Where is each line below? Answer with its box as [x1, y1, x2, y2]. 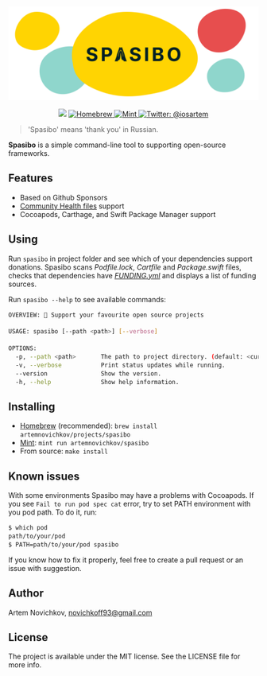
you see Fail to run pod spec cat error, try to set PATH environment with [8, 499, 251, 509]
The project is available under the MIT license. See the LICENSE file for [8, 651, 241, 662]
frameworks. [8, 149, 50, 157]
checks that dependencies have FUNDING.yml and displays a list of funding [8, 270, 257, 280]
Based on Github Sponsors [19, 192, 108, 202]
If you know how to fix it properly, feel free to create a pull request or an [8, 555, 244, 565]
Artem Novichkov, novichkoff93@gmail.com [8, 608, 153, 617]
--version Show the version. [15, 369, 161, 378]
